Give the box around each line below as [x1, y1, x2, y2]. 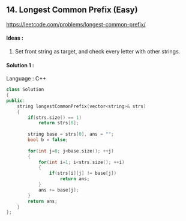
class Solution [6, 86, 44, 92]
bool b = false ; [28, 137, 68, 143]
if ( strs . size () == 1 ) [28, 114, 82, 121]
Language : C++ [6, 75, 47, 82]
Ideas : [6, 34, 24, 41]
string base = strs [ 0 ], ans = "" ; [28, 132, 114, 138]
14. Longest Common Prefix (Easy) [6, 5, 138, 15]
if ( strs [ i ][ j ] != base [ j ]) [49, 171, 117, 177]
